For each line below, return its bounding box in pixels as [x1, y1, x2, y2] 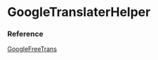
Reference [7, 29, 44, 39]
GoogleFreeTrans [7, 45, 58, 53]
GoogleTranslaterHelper [7, 4, 151, 20]
